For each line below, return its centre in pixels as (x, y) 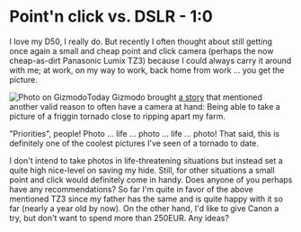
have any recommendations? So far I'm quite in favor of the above (131, 189)
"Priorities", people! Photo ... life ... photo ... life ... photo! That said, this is (145, 133)
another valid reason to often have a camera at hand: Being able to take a (145, 106)
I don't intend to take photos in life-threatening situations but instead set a (146, 160)
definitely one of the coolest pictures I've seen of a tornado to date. (134, 143)
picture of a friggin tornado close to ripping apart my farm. (118, 116)
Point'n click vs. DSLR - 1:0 (111, 17)
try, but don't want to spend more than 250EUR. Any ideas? (119, 218)
